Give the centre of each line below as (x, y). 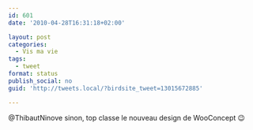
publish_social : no (40, 81)
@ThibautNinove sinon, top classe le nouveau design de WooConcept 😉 (126, 117)
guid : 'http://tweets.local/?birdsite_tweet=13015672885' (106, 88)
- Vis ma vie (37, 52)
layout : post (30, 37)
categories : (28, 44)
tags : (17, 59)
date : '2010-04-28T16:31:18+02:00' (67, 23)
